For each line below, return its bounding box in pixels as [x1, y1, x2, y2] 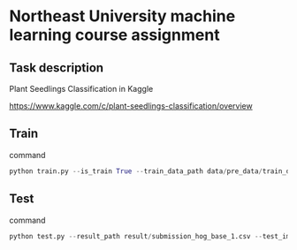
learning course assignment [9, 25, 220, 45]
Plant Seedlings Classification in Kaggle [9, 84, 154, 94]
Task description [9, 60, 104, 75]
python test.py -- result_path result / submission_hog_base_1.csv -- [9, 231, 263, 240]
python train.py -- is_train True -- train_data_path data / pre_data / [9, 166, 263, 176]
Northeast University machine [9, 6, 236, 27]
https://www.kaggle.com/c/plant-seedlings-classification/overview [9, 101, 254, 111]
